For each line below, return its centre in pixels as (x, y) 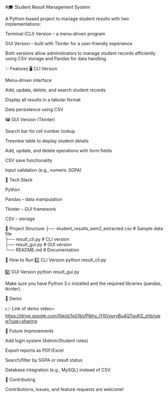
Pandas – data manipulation (34, 199)
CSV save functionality (29, 160)
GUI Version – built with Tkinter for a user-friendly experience (69, 43)
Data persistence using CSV (34, 109)
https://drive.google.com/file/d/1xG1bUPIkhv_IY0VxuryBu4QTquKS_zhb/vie (83, 316)
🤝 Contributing (20, 379)
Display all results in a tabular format (43, 100)
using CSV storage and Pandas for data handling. (56, 59)
